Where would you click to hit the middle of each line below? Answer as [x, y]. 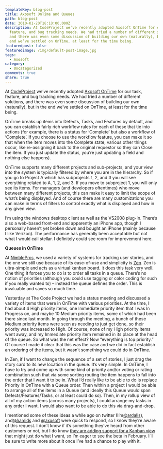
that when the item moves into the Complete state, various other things [76, 142]
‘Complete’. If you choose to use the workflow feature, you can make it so [78, 137]
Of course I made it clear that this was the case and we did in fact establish [80, 344]
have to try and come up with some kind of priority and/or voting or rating [79, 369]
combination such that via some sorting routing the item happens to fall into [81, 374]
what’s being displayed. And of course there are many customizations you [79, 198]
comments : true [20, 73]
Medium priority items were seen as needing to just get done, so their [74, 324]
